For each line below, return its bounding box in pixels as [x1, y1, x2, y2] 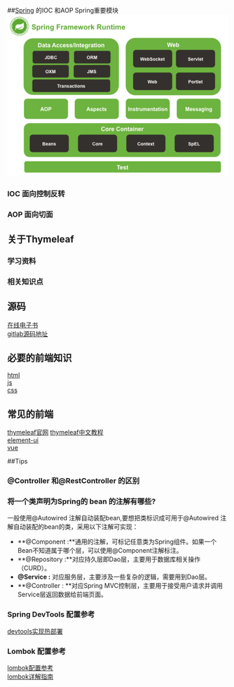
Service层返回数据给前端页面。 [17, 590, 107, 599]
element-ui [7, 436, 39, 444]
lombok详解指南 [7, 672, 54, 681]
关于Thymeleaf [7, 233, 75, 245]
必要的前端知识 [7, 352, 72, 364]
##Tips [7, 457, 28, 466]
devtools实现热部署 [7, 627, 63, 635]
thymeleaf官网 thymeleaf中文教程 [7, 428, 104, 437]
